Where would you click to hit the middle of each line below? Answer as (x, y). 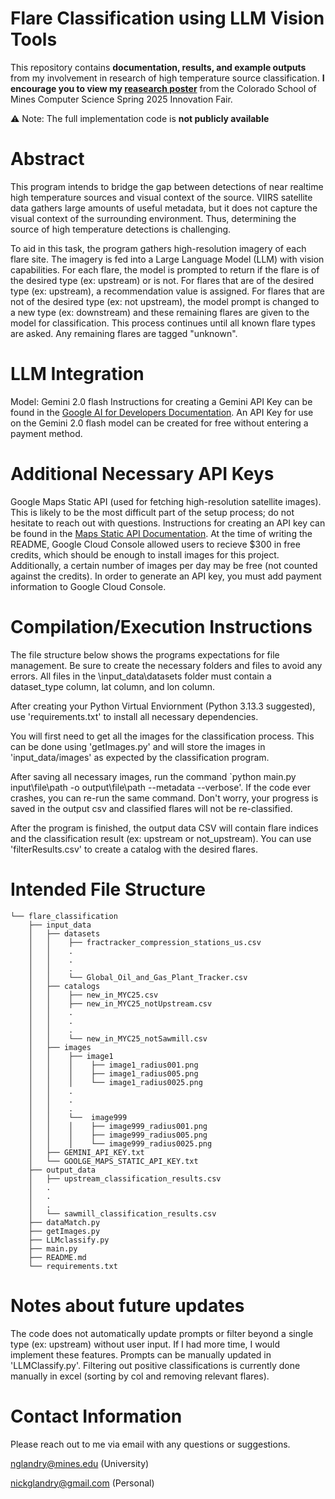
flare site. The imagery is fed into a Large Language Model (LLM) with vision (167, 259)
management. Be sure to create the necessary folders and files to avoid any (166, 665)
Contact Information (96, 1416)
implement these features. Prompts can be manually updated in (141, 1354)
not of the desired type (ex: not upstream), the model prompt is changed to (165, 301)
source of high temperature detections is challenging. (121, 229)
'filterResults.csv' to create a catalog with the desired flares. (134, 849)
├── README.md (57, 1257)
